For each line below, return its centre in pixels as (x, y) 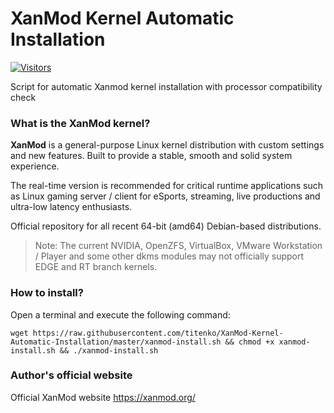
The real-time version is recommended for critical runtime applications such (167, 186)
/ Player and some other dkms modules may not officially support (169, 256)
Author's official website (71, 375)
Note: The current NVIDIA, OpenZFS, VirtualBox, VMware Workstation (178, 246)
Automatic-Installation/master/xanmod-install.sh (116, 342)
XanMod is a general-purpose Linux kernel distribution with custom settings (167, 145)
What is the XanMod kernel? (80, 123)
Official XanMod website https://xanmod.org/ (103, 397)
